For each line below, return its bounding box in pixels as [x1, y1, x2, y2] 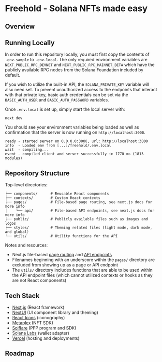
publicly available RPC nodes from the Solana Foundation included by [5, 67, 144, 73]
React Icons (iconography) [12, 315, 65, 321]
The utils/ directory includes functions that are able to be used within [12, 267, 153, 273]
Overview [5, 22, 35, 31]
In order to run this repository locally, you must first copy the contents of [5, 51, 150, 57]
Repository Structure [5, 169, 70, 177]
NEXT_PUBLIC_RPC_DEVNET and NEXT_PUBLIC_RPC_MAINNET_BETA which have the [5, 62, 155, 68]
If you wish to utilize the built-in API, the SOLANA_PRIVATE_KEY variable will [5, 82, 149, 87]
